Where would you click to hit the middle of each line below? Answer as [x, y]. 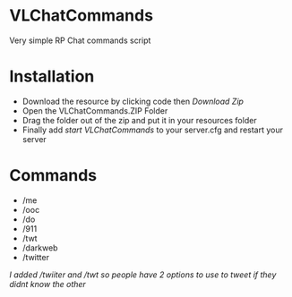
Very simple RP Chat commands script [80, 40]
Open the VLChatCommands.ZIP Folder [95, 110]
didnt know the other [48, 284]
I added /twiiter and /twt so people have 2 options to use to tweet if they [143, 275]
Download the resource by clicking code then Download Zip [133, 101]
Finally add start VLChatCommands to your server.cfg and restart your [153, 130]
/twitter [35, 257]
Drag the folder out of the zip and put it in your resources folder [139, 120]
